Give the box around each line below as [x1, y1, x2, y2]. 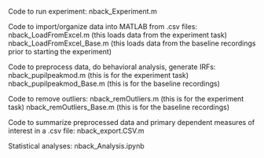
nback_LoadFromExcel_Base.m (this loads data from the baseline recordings [8, 39, 256, 48]
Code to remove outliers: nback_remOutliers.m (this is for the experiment [8, 94, 244, 103]
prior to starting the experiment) [8, 47, 112, 56]
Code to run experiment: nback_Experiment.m [8, 7, 157, 16]
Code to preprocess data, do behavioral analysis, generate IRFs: [8, 62, 216, 72]
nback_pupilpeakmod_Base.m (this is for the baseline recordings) [8, 79, 220, 88]
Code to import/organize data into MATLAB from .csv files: [8, 22, 198, 31]
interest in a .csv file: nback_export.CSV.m [8, 126, 145, 135]
